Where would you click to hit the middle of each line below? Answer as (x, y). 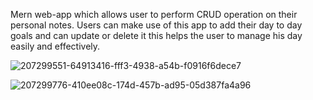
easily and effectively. (55, 46)
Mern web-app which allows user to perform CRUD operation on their (154, 14)
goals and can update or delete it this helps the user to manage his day (156, 35)
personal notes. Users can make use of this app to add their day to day (156, 25)
